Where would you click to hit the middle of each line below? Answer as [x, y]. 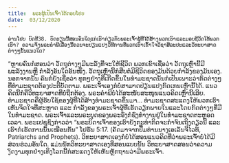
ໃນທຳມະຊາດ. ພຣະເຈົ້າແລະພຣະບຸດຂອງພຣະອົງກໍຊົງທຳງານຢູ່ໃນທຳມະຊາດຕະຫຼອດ [111, 115]
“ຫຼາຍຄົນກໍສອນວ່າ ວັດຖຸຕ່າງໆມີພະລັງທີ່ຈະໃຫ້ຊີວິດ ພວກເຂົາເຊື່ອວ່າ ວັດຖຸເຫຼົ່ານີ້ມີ [106, 63]
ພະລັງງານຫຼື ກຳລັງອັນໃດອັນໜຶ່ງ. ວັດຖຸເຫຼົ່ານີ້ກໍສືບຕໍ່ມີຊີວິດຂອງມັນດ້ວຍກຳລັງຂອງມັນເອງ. [115, 71]
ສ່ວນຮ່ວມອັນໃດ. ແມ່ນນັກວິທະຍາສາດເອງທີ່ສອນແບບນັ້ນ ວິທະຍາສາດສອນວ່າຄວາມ [110, 144]
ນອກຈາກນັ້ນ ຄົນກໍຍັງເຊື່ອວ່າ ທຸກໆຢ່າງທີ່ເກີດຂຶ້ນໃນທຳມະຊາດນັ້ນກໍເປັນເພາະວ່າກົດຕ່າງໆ [115, 78]
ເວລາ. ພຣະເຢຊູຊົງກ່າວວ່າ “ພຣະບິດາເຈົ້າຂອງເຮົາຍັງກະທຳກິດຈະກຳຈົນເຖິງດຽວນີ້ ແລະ [114, 122]
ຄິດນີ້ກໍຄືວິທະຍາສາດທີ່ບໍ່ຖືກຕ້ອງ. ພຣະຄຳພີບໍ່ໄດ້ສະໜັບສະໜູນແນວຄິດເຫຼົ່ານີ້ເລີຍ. [107, 93]
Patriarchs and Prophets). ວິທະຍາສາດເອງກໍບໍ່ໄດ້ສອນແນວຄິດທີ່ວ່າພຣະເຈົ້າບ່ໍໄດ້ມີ [111, 137]
